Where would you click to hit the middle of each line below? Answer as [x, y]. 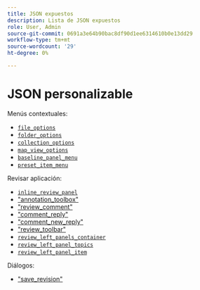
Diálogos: [21, 265]
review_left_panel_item [52, 252]
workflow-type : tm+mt [39, 40]
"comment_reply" [43, 214]
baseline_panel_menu [47, 158]
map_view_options [43, 150]
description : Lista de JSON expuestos [64, 20]
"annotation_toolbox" [48, 199]
